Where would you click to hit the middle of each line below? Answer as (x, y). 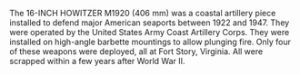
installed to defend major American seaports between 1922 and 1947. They (150, 23)
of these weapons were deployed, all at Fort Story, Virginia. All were (136, 52)
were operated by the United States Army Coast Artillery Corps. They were (150, 32)
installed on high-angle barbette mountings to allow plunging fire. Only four (150, 42)
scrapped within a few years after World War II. (97, 61)
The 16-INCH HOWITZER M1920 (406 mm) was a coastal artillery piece (143, 13)
